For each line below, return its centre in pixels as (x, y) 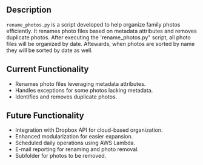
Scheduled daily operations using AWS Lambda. (75, 143)
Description (29, 10)
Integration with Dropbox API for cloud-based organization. (89, 130)
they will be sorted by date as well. (49, 50)
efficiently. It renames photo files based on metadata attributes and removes (101, 31)
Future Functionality (45, 116)
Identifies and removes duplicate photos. (66, 97)
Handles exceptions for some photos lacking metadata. (84, 90)
